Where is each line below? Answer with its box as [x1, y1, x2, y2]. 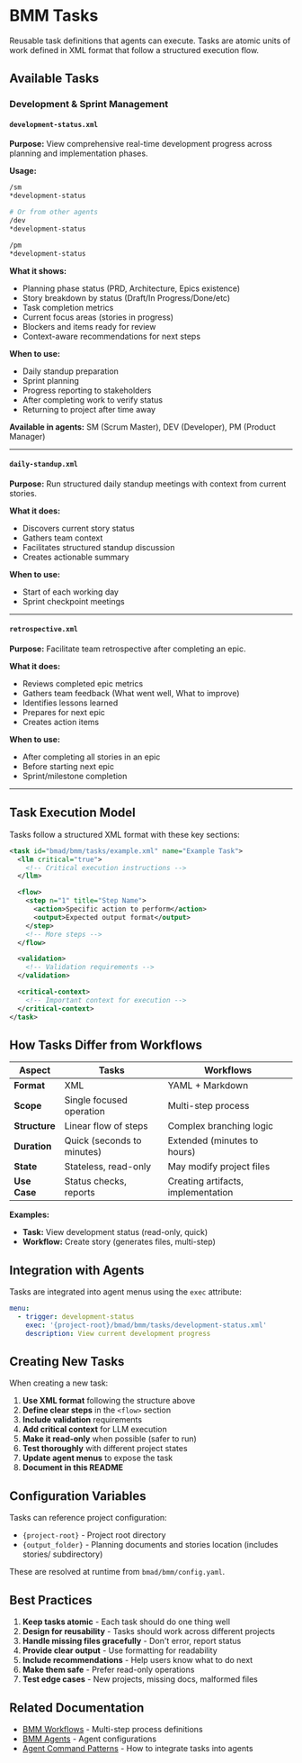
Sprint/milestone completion [22, 770, 128, 781]
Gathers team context [22, 532, 103, 543]
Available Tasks [9, 71, 100, 86]
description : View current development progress [25, 1329, 211, 1338]
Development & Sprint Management [9, 98, 169, 111]
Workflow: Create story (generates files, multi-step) [22, 1236, 216, 1248]
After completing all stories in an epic [22, 751, 161, 762]
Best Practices [9, 1592, 93, 1608]
